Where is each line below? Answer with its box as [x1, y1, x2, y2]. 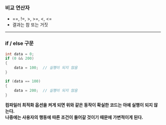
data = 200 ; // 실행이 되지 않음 [14, 88, 78, 93]
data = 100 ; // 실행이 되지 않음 [14, 65, 78, 70]
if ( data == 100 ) [5, 79, 41, 83]
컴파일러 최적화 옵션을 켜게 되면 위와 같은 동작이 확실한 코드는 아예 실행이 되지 [5, 102, 153, 108]
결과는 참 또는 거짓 [12, 22, 48, 28]
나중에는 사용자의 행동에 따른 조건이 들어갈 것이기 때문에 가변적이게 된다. [5, 115, 143, 121]
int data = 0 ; [5, 51, 35, 56]
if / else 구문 [5, 40, 34, 47]
